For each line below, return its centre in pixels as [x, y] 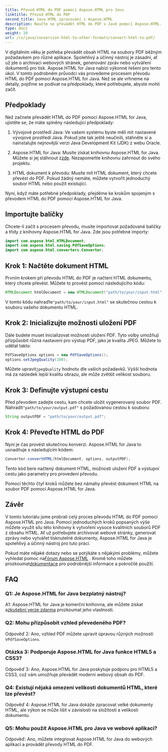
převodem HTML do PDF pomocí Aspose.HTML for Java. [64, 198]
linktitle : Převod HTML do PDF [38, 15]
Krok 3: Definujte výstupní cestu [57, 390]
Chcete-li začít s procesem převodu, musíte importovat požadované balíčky [83, 226]
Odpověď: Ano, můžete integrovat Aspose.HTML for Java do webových [79, 739]
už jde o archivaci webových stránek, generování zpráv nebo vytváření [78, 63]
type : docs [16, 29]
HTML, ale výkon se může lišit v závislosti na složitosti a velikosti [72, 710]
